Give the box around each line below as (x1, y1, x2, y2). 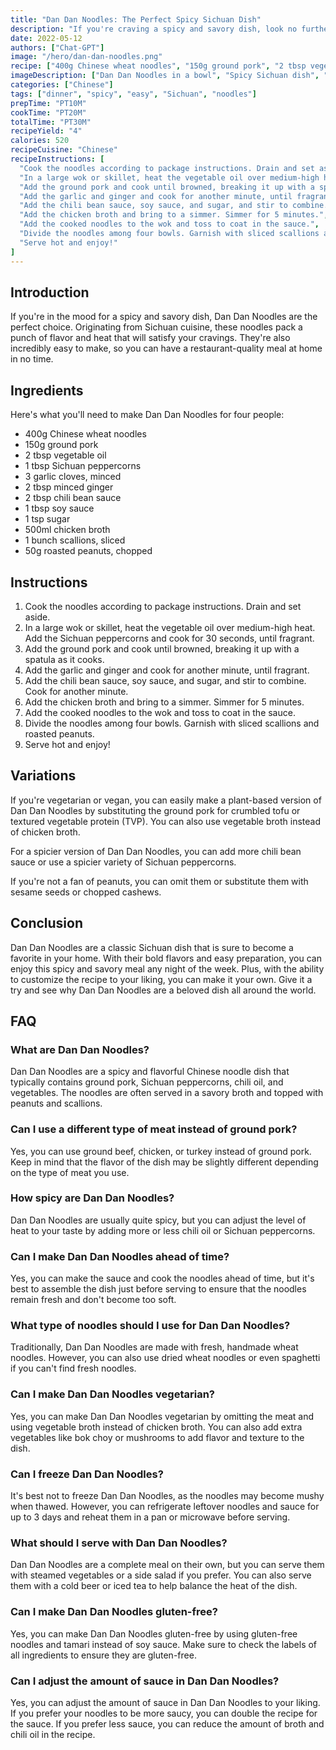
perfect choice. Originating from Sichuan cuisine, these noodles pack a (10, 321, 303, 333)
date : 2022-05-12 (10, 33, 83, 43)
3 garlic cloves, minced (24, 471, 122, 483)
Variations (10, 767, 77, 785)
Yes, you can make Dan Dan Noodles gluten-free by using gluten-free (10, 1627, 298, 1640)
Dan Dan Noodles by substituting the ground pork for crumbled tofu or (10, 804, 301, 816)
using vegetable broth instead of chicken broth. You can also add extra (10, 1421, 303, 1433)
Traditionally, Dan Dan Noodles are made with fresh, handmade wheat (10, 1341, 299, 1353)
